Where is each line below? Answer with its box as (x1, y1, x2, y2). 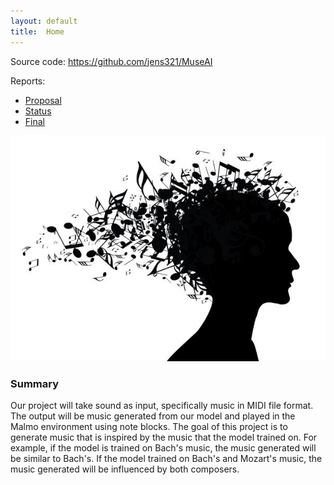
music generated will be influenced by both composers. (10, 463, 240, 475)
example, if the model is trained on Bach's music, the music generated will (10, 441, 317, 454)
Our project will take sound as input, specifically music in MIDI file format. (10, 399, 314, 411)
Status (24, 105, 52, 117)
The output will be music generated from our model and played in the (10, 410, 296, 422)
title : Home (10, 26, 65, 37)
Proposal (24, 94, 62, 106)
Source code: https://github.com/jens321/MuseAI (10, 55, 213, 67)
